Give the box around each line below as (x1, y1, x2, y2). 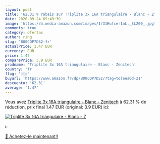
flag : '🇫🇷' (5, 72, 30, 76)
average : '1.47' (5, 85, 39, 90)
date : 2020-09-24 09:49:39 (5, 16, 61, 21)
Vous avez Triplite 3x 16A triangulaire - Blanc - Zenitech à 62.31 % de (5, 99, 147, 105)
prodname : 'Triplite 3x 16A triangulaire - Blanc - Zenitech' (5, 62, 136, 67)
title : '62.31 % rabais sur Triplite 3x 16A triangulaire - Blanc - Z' (5, 12, 156, 17)
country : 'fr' (5, 67, 35, 72)
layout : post (5, 7, 32, 12)
